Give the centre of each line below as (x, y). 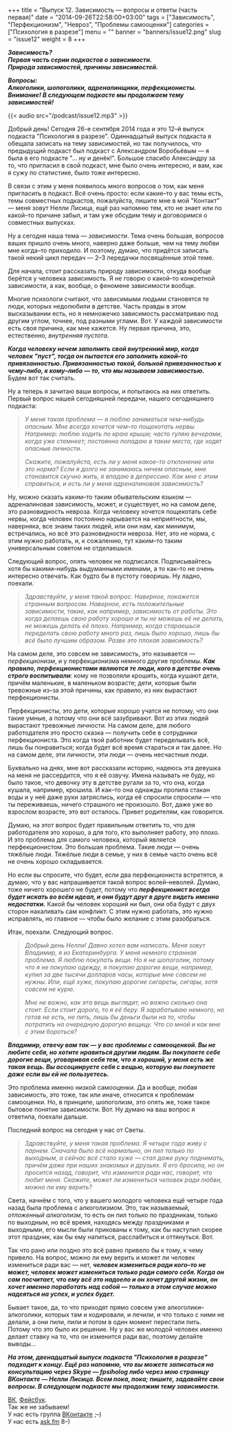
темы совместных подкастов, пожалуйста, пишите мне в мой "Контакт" (114, 201)
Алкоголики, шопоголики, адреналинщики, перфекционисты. (102, 88)
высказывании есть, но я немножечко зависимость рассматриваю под (113, 313)
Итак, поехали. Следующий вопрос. (61, 932)
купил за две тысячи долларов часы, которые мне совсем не (115, 974)
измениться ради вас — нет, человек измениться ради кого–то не (107, 1265)
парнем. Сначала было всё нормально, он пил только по (109, 1151)
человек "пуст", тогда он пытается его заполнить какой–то (98, 356)
